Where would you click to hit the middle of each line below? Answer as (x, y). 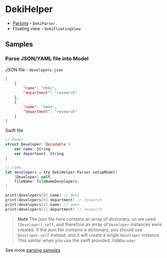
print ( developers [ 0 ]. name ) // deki (42, 195)
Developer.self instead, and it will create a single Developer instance (88, 235)
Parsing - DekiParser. (35, 23)
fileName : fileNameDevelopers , (47, 182)
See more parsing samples (33, 250)
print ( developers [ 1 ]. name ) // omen (42, 205)
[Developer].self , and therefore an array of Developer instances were (90, 224)
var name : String (32, 149)
